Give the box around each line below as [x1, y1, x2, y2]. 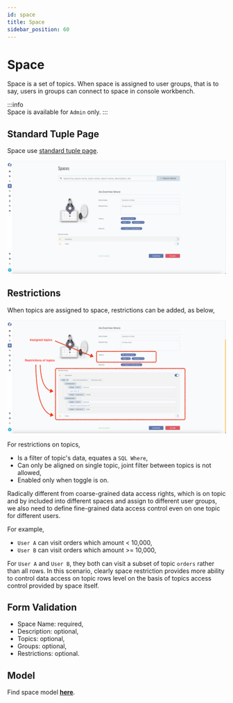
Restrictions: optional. [17, 649, 80, 658]
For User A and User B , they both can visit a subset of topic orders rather [7, 559, 215, 567]
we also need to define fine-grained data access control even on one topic [7, 504, 221, 512]
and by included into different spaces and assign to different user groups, [7, 496, 217, 505]
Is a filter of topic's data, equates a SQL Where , [17, 453, 148, 462]
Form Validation [7, 601, 78, 613]
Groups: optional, [17, 642, 67, 650]
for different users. [7, 511, 61, 519]
